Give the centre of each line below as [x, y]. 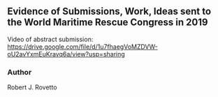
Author [20, 72]
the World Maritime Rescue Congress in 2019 [108, 23]
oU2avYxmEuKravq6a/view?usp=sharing [66, 54]
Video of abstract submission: [50, 39]
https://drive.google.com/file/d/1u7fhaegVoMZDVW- [83, 46]
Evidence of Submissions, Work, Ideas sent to [109, 12]
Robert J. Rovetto [32, 87]
